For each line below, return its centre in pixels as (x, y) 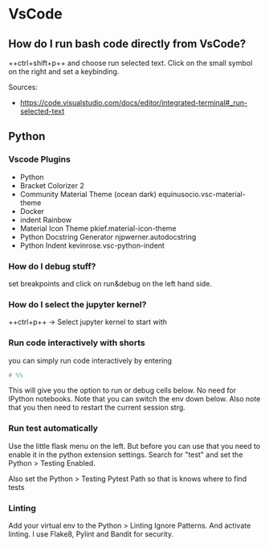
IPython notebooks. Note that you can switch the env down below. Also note (134, 399)
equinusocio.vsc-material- (202, 194)
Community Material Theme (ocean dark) (88, 194)
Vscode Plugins (39, 159)
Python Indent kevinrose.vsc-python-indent (92, 245)
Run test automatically (53, 429)
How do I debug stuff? (52, 266)
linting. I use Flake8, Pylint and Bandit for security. (91, 534)
